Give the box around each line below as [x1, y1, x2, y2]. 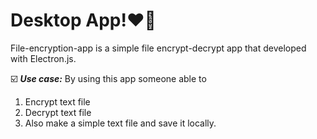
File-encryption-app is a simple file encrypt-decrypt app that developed [10, 42, 307, 54]
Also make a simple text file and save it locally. [24, 117, 217, 129]
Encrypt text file [24, 95, 91, 108]
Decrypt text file [24, 106, 92, 118]
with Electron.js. [10, 52, 77, 64]
